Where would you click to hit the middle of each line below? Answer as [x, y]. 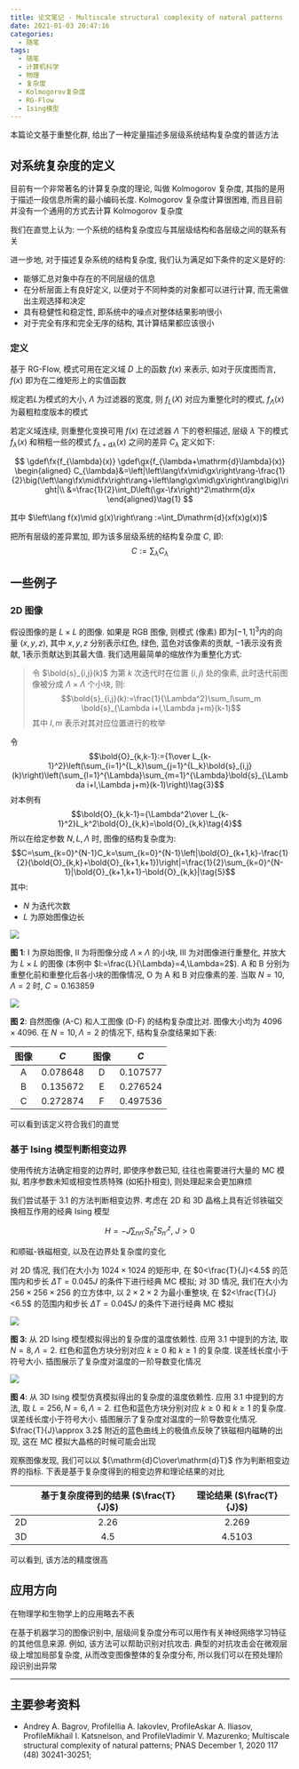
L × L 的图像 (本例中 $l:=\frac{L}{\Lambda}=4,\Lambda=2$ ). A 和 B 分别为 [155, 964]
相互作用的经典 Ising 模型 [63, 1212]
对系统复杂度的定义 [63, 165]
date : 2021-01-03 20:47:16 [60, 26]
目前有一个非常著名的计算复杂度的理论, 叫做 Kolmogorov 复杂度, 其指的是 [144, 188]
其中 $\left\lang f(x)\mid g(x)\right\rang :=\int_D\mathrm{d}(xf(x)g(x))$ [139, 517]
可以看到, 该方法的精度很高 [59, 1559]
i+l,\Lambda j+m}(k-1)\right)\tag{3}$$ [155, 785]
